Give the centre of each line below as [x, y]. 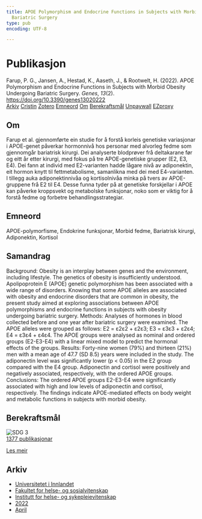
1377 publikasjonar [29, 439]
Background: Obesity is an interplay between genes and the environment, [97, 271]
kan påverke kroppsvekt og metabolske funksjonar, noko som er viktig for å [99, 191]
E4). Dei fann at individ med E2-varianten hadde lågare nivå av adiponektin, [100, 165]
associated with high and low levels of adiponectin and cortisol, [85, 386]
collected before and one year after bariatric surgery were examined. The [97, 322]
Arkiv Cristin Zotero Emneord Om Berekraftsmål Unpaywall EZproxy [90, 106]
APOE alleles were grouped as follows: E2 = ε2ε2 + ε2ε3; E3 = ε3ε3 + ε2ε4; [101, 328]
